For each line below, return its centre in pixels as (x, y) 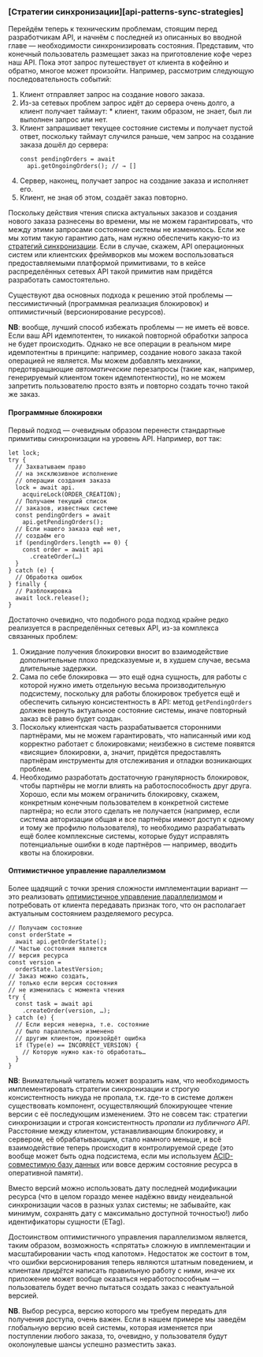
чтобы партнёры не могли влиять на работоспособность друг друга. (135, 785)
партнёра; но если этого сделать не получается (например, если (130, 810)
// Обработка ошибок (49, 577)
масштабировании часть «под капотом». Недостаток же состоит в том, (129, 1254)
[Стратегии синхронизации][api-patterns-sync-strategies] (126, 12)
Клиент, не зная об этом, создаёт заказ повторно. (104, 198)
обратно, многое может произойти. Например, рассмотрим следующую (131, 71)
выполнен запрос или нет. (63, 120)
